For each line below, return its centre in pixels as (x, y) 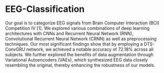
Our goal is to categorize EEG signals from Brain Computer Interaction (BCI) (82, 23)
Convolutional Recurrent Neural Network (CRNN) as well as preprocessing (81, 39)
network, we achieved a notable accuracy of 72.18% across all (90, 49)
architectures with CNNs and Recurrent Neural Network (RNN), (69, 33)
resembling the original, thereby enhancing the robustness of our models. (80, 65)
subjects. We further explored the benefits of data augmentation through (79, 54)
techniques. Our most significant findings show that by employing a (74, 44)
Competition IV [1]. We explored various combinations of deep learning (77, 28)
